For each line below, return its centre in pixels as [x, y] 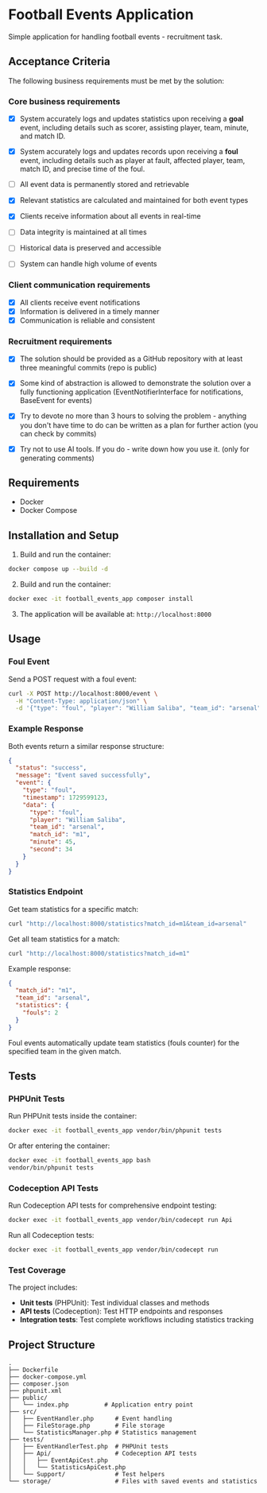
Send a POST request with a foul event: [73, 679]
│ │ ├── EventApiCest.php [58, 1460]
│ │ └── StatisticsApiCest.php [67, 1468]
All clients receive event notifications [80, 302]
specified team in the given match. [65, 1051]
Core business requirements [64, 101]
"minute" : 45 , [53, 842]
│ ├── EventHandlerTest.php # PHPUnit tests [89, 1447]
